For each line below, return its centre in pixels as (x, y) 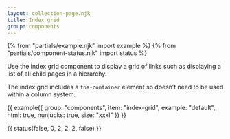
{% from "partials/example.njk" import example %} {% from (92, 46)
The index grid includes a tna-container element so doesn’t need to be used (115, 87)
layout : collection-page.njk (49, 13)
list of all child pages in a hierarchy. (57, 74)
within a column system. (42, 94)
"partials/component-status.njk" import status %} (77, 53)
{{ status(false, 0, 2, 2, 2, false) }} (54, 129)
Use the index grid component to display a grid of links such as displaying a (114, 67)
